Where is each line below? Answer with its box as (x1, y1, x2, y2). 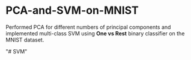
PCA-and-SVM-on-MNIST (5, 4, 139, 17)
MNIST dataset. (5, 36, 44, 43)
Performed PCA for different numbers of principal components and (5, 23, 171, 31)
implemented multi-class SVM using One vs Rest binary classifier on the (5, 29, 185, 37)
